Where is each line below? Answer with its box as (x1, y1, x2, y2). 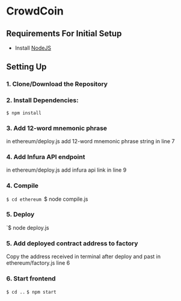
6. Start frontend (6, 274, 56, 283)
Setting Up (6, 62, 47, 72)
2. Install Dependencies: (6, 96, 79, 105)
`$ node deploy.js (6, 224, 49, 231)
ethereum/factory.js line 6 (6, 259, 70, 267)
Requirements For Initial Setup (6, 28, 122, 39)
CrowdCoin (6, 4, 64, 18)
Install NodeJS (14, 44, 52, 51)
